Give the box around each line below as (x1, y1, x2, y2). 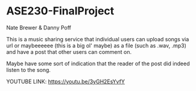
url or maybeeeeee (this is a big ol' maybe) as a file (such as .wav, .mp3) (6, 42, 187, 49)
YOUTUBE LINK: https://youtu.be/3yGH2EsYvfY (6, 78, 125, 85)
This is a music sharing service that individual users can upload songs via (6, 35, 189, 43)
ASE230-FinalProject (6, 4, 115, 18)
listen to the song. (6, 66, 51, 73)
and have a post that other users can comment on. (6, 48, 132, 55)
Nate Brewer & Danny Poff (6, 24, 71, 31)
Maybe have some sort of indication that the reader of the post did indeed (6, 60, 190, 67)
